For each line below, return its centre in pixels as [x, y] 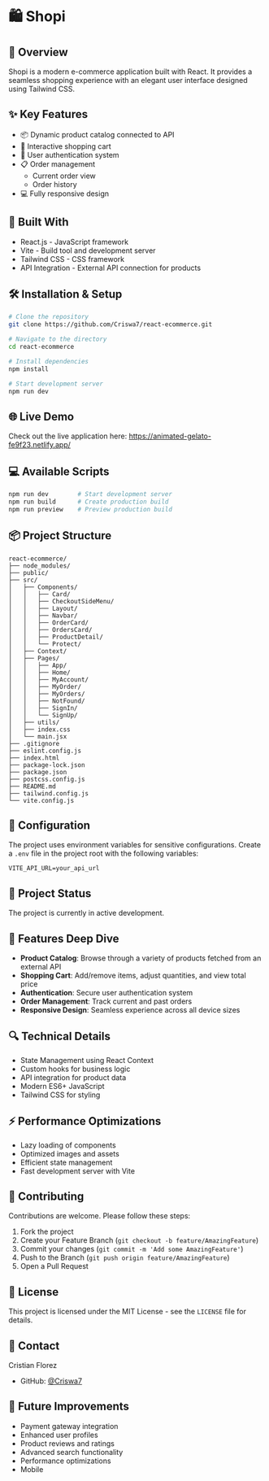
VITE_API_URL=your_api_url [54, 869]
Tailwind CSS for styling [60, 1095]
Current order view [64, 176]
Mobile [32, 1469]
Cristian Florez [33, 1365]
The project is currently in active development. [87, 913]
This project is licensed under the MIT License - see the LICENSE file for [127, 1312]
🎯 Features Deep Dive [64, 938]
